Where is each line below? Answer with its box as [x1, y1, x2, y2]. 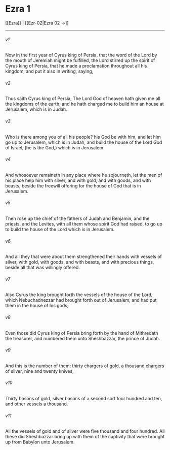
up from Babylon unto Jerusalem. [5, 439, 75, 445]
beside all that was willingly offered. [5, 265, 80, 271]
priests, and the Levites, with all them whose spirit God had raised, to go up [5, 220, 163, 227]
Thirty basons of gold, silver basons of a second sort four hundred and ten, [5, 395, 162, 401]
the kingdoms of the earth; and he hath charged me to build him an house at [5, 101, 164, 107]
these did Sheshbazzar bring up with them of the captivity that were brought [5, 434, 165, 440]
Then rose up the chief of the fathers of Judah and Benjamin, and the [5, 215, 150, 221]
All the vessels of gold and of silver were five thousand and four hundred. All [5, 428, 165, 434]
